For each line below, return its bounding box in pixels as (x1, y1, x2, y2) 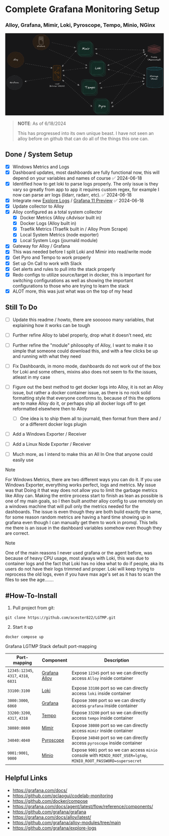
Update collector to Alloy (12, 203, 64, 209)
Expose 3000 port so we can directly (71, 698, 146, 704)
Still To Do (5, 303, 38, 312)
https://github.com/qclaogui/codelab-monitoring (12, 793, 113, 799)
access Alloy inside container (71, 675, 133, 681)
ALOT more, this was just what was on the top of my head (12, 288, 132, 294)
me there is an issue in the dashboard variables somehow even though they (5, 525, 162, 531)
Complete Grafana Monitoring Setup (5, 4, 160, 15)
